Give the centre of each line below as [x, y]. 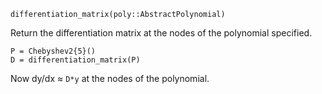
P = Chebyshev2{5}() [53, 51]
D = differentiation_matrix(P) [75, 60]
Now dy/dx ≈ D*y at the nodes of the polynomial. [110, 78]
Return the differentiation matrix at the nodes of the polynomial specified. [161, 33]
